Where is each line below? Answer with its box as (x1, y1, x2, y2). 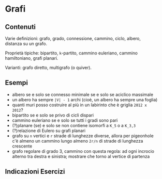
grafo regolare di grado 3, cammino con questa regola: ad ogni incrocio (12, 148, 155, 154)
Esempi (5, 79, 28, 87)
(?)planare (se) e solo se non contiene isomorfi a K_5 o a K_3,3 (12, 122, 136, 128)
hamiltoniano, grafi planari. (5, 55, 59, 61)
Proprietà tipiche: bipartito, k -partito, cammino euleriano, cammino (5, 50, 138, 56)
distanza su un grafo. (5, 41, 47, 47)
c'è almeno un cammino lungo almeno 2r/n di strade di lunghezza (12, 138, 144, 144)
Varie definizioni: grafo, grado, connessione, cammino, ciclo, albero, (5, 35, 141, 41)
